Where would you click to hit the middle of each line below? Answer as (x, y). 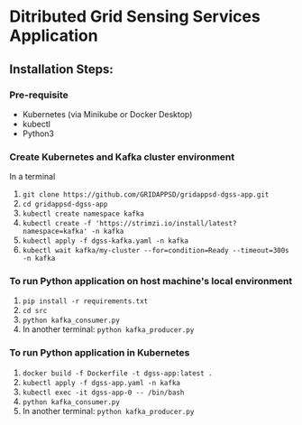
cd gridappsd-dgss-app (65, 205)
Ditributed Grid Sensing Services (135, 17)
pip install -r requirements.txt (85, 301)
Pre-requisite (39, 95)
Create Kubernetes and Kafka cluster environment (122, 157)
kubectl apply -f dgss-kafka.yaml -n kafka (105, 241)
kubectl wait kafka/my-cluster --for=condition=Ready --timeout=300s (156, 251)
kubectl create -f (57, 224)
